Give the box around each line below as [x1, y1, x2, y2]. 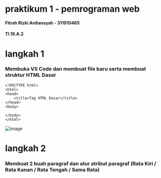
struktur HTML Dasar [5, 72, 56, 79]
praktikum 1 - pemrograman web [5, 3, 140, 15]
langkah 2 [5, 143, 46, 154]
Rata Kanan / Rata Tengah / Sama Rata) [5, 166, 100, 173]
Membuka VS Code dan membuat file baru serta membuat [5, 66, 146, 72]
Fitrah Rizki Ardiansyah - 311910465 [5, 20, 80, 25]
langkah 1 [5, 48, 45, 59]
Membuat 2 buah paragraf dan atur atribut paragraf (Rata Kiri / [5, 160, 157, 167]
